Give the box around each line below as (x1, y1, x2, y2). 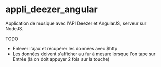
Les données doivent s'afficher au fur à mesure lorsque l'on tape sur (12, 51, 156, 57)
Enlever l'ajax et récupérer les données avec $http (12, 45, 118, 51)
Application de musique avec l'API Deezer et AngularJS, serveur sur (5, 20, 147, 26)
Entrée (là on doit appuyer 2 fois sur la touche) (12, 56, 110, 62)
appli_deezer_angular (5, 4, 98, 15)
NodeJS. (5, 25, 24, 31)
